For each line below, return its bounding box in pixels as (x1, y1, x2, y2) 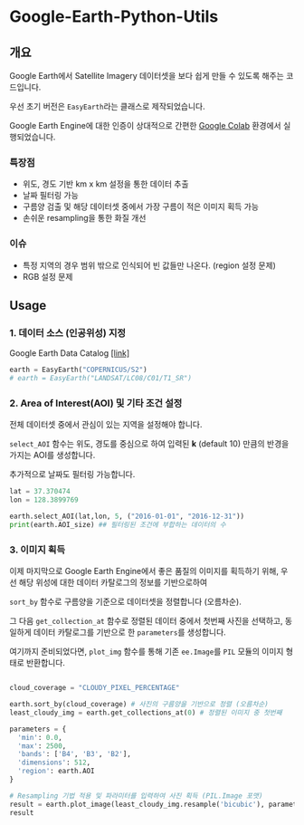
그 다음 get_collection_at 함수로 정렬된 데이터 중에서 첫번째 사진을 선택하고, (9, 616, 283, 627)
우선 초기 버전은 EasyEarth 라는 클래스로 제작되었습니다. (9, 101, 205, 111)
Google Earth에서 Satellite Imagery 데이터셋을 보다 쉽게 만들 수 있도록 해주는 (9, 71, 285, 81)
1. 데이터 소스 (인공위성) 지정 (9, 326, 127, 339)
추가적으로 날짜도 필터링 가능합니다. (9, 469, 136, 480)
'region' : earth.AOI (17, 767, 95, 776)
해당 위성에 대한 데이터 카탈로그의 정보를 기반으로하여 (18, 577, 208, 588)
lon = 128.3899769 (9, 495, 79, 504)
